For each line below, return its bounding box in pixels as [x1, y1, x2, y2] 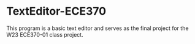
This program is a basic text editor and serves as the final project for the [6, 24, 189, 32]
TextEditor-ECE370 [6, 4, 106, 18]
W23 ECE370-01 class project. [6, 31, 84, 38]
